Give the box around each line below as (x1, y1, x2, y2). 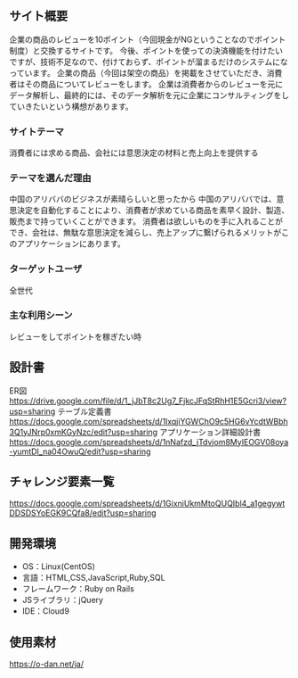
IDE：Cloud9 (21, 606, 69, 616)
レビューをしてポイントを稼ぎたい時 (9, 331, 142, 342)
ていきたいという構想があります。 (9, 101, 133, 112)
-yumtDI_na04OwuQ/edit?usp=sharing (9, 446, 151, 457)
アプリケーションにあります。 (16, 238, 126, 249)
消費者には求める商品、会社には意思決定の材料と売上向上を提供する (9, 147, 259, 158)
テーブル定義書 (57, 406, 112, 417)
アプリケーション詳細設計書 (159, 426, 262, 437)
